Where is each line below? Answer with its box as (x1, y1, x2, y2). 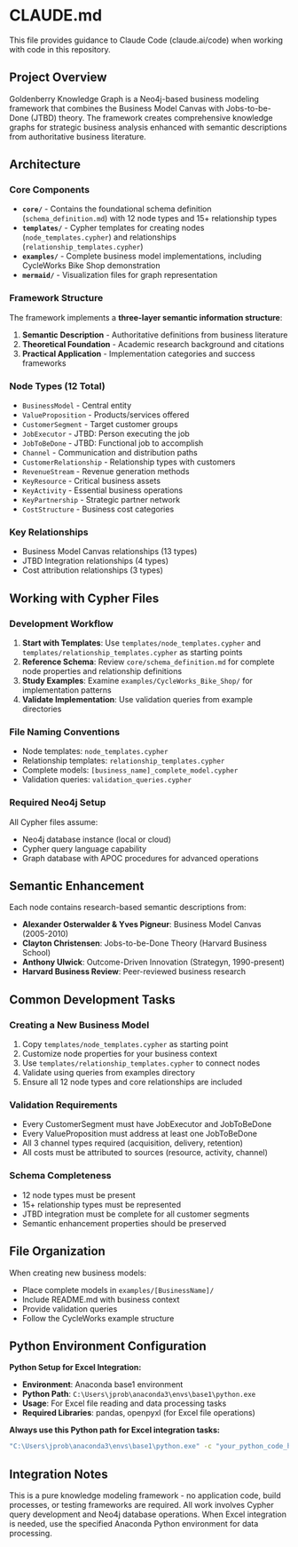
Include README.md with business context (21, 1294, 180, 1305)
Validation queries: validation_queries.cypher (21, 774, 192, 785)
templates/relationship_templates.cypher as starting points (21, 647, 243, 658)
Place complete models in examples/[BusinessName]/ (21, 1284, 215, 1295)
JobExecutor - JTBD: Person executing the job (21, 428, 191, 440)
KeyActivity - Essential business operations (21, 485, 184, 496)
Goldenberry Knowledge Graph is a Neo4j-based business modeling (9, 93, 260, 104)
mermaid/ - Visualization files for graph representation (21, 270, 218, 281)
